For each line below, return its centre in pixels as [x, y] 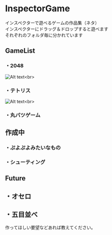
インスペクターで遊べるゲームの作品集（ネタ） [52, 23]
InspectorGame [37, 9]
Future [16, 178]
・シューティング [25, 162]
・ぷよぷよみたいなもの [33, 148]
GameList [20, 51]
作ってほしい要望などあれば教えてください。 [50, 227]
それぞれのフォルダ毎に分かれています [44, 35]
